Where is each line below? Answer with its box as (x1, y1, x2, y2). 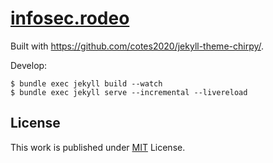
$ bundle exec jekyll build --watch (10, 78, 163, 89)
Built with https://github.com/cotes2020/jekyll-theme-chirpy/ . (10, 40, 265, 52)
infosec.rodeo (10, 7, 130, 30)
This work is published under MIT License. (10, 141, 186, 153)
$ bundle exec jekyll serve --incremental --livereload (10, 87, 248, 97)
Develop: (10, 59, 48, 71)
